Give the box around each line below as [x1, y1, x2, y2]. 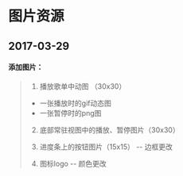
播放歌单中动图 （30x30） [39, 81, 127, 91]
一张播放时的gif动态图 [39, 98, 111, 108]
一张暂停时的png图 [39, 108, 102, 117]
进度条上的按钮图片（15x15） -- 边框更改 [39, 142, 173, 151]
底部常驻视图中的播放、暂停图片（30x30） [39, 124, 181, 135]
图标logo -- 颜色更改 [39, 159, 107, 168]
